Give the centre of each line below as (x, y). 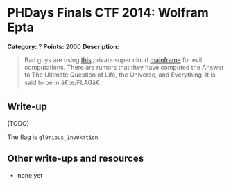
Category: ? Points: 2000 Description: (63, 46)
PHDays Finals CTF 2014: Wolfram (108, 13)
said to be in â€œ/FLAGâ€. (63, 82)
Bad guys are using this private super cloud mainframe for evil (113, 59)
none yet (30, 175)
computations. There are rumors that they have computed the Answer (124, 67)
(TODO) (18, 123)
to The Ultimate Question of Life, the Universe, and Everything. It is (120, 75)
